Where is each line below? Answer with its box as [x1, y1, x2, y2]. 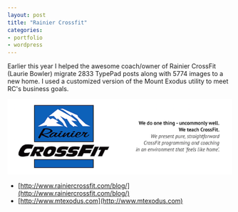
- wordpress [7, 41, 43, 49]
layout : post [7, 11, 46, 18]
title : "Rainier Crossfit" [7, 18, 88, 26]
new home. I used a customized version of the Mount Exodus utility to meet [7, 77, 229, 85]
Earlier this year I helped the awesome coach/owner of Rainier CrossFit [7, 62, 216, 70]
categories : [7, 26, 43, 33]
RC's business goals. [7, 85, 69, 93]
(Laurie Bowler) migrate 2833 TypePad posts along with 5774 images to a [7, 70, 224, 78]
